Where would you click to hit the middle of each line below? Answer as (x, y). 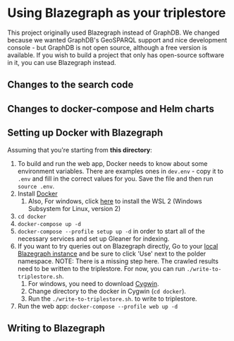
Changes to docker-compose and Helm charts (111, 108)
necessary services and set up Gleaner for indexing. (93, 239)
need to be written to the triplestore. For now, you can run (101, 268)
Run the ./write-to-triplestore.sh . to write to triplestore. (112, 299)
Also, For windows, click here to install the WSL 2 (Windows (115, 201)
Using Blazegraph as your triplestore (117, 13)
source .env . (36, 186)
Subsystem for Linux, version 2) (74, 208)
